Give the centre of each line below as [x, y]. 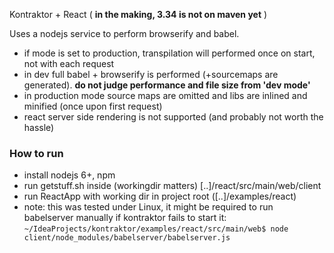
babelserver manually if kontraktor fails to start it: [125, 218]
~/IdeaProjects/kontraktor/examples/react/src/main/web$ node [156, 229]
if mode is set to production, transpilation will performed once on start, [169, 53]
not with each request [69, 63]
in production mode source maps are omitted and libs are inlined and [165, 95]
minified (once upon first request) [93, 106]
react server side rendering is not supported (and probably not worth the [173, 117]
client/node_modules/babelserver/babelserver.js [127, 238]
